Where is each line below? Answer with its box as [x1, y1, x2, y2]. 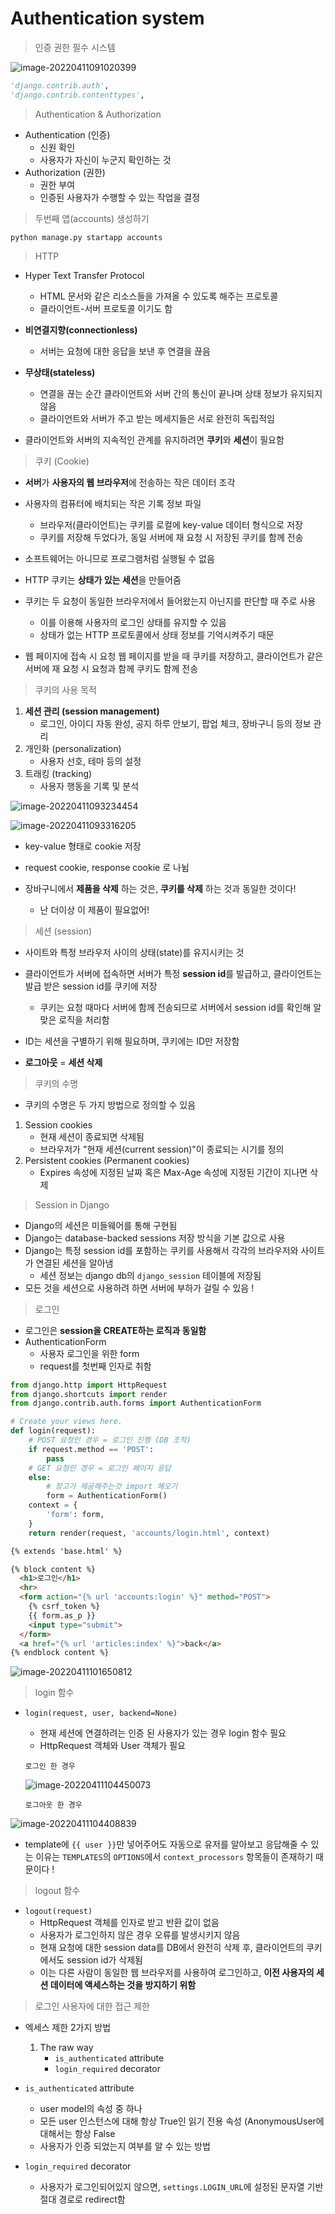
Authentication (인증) [24, 128, 111, 141]
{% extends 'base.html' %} [10, 1546, 123, 1556]
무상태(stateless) [24, 366, 96, 378]
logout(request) [24, 1907, 93, 1917]
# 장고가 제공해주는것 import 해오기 [46, 1482, 178, 1492]
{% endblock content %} [10, 1648, 110, 1658]
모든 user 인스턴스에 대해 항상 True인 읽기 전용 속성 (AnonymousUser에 [39, 2115, 325, 2127]
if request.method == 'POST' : [28, 1444, 155, 1454]
